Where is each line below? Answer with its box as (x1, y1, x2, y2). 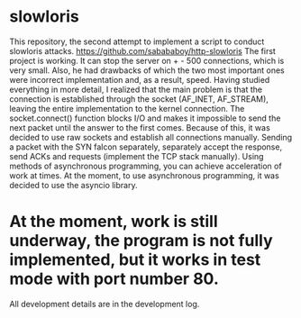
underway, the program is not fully (9, 231, 273, 251)
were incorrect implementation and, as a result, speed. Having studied (9, 74, 270, 85)
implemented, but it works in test (9, 250, 261, 270)
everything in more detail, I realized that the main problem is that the (9, 84, 263, 95)
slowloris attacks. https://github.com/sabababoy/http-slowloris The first (9, 45, 277, 56)
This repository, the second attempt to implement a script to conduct (9, 36, 265, 47)
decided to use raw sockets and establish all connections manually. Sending (9, 132, 293, 142)
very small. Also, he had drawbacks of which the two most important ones (9, 65, 286, 76)
